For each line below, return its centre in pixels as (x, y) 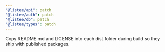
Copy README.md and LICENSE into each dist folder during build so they (83, 39)
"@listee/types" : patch (31, 24)
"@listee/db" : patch (27, 19)
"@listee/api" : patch (28, 10)
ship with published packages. (38, 44)
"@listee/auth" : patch (29, 15)
